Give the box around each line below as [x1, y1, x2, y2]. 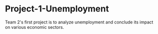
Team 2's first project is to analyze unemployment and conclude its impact [5, 19, 154, 25]
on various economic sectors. [5, 24, 64, 30]
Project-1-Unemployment [5, 3, 109, 14]
